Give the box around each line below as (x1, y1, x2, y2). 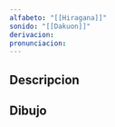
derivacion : (9, 30, 54, 39)
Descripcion (9, 72, 80, 87)
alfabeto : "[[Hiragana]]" (9, 13, 107, 23)
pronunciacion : (9, 38, 67, 48)
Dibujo (9, 103, 47, 119)
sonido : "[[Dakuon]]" (9, 22, 91, 31)
